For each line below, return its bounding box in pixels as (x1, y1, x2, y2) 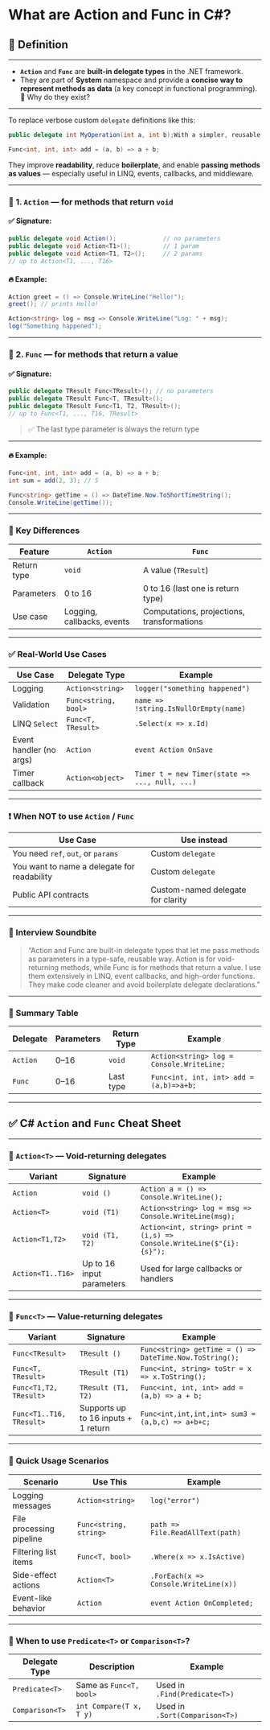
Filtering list (12, 1546, 56, 1557)
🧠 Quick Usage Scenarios (8, 1455, 109, 1467)
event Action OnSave (134, 745, 213, 754)
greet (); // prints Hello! (8, 300, 99, 308)
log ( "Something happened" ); (8, 322, 103, 331)
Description (88, 1661, 135, 1672)
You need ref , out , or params (12, 848, 119, 859)
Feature (18, 546, 50, 557)
